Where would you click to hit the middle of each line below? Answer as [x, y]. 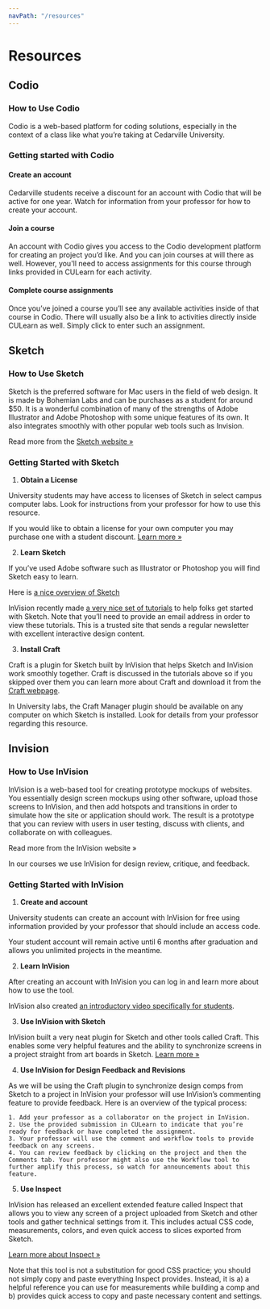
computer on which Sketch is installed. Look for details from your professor [133, 715]
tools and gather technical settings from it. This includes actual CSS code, [131, 1222]
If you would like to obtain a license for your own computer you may [121, 529]
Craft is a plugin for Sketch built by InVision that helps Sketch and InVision [131, 665]
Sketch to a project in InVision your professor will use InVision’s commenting [135, 1094]
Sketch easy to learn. [44, 577]
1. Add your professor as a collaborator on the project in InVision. [129, 1118]
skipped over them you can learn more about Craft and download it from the [135, 682]
